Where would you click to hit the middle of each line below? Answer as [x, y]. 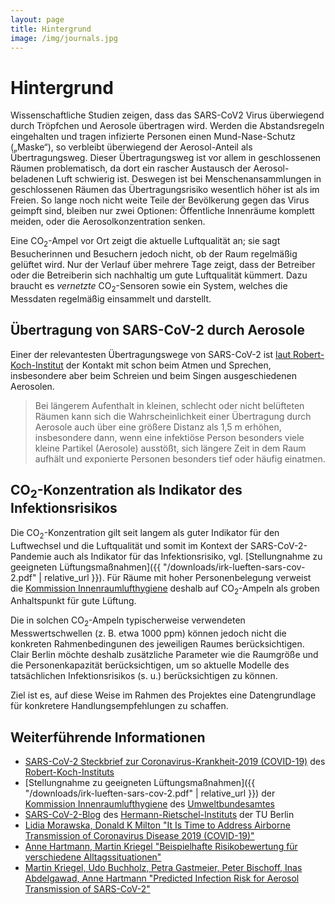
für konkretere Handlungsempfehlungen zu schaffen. [119, 706]
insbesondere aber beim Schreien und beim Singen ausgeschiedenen [153, 375]
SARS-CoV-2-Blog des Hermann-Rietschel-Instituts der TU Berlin [159, 814]
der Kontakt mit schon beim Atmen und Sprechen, [168, 365]
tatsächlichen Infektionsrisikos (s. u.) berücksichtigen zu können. [144, 676]
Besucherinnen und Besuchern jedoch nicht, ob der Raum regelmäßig [154, 254]
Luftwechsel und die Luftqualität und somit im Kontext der [129, 545]
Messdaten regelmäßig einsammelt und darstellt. [111, 298]
